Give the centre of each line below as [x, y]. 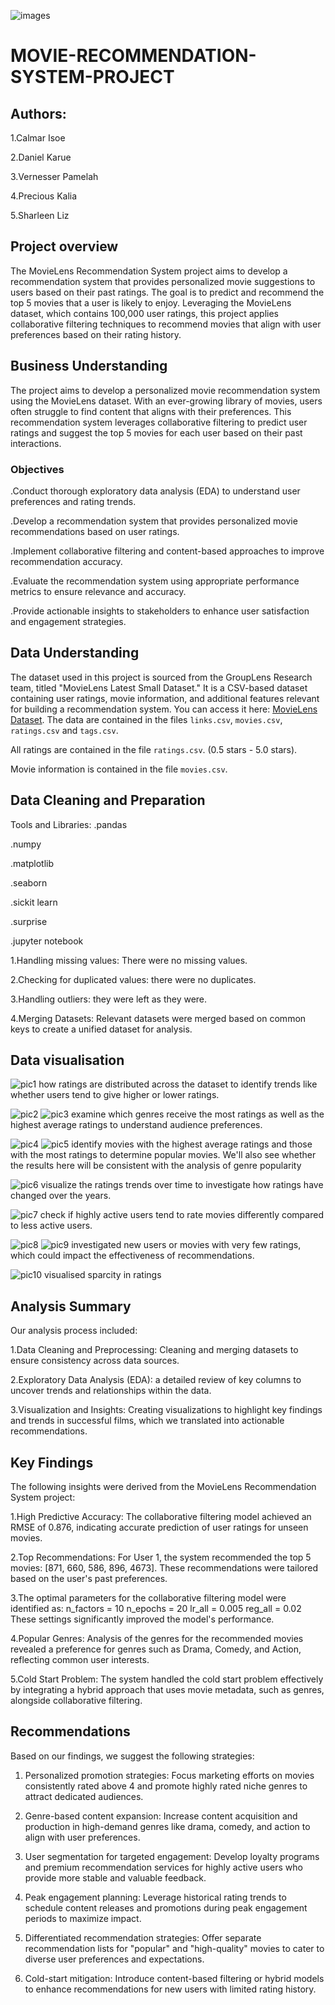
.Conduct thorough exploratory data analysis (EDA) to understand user [155, 491]
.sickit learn [34, 902]
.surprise [29, 921]
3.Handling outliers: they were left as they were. [109, 999]
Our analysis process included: [74, 1331]
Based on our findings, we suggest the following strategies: [132, 1756]
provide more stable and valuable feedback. [115, 1877]
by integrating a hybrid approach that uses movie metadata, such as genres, [167, 1689]
